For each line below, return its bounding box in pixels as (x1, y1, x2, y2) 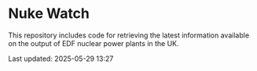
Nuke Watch (8, 5, 90, 23)
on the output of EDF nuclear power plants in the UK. (8, 38, 179, 48)
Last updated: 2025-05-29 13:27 (8, 54, 114, 63)
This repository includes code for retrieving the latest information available (8, 30, 250, 40)
